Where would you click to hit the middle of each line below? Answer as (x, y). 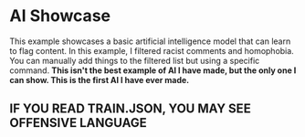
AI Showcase (60, 16)
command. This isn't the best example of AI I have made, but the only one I (153, 70)
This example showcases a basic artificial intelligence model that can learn (150, 41)
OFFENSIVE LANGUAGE (79, 123)
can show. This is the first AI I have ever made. (100, 79)
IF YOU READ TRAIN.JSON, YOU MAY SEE (130, 109)
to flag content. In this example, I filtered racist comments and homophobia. (152, 50)
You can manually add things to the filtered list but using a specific (135, 60)
